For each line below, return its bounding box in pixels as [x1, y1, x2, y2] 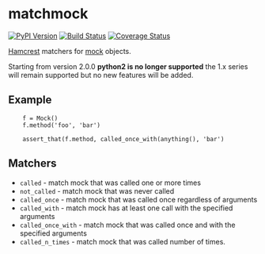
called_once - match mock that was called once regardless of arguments [19, 194, 258, 204]
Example [8, 93, 52, 107]
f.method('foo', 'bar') [22, 121, 101, 129]
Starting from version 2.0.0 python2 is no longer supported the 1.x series [8, 61, 248, 71]
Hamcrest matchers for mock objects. [8, 46, 132, 56]
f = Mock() [22, 114, 59, 122]
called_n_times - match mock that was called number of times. [19, 237, 225, 246]
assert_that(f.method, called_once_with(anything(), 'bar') [22, 135, 225, 143]
